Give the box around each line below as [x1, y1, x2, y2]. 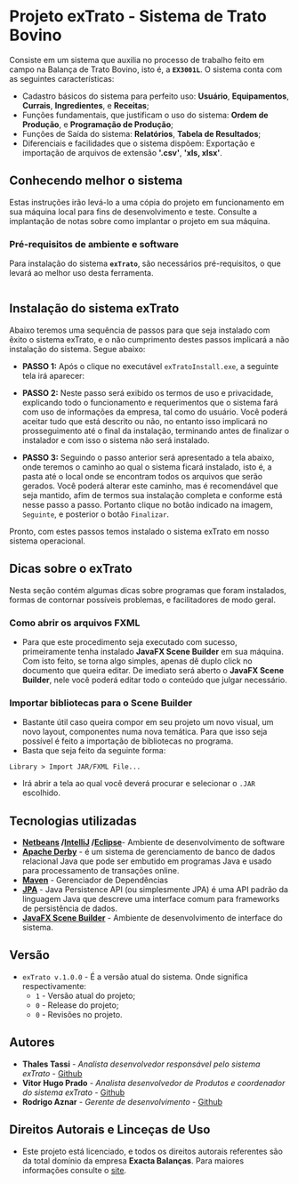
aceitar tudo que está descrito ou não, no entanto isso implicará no [21, 415, 269, 426]
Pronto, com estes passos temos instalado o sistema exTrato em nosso [9, 526, 270, 536]
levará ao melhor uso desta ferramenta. [9, 268, 154, 278]
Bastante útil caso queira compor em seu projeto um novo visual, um [21, 717, 274, 728]
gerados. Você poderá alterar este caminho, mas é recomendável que [21, 480, 278, 491]
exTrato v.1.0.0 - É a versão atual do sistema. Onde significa [21, 971, 249, 982]
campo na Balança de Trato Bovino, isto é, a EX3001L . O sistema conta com [9, 64, 283, 75]
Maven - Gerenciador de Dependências [21, 874, 169, 886]
